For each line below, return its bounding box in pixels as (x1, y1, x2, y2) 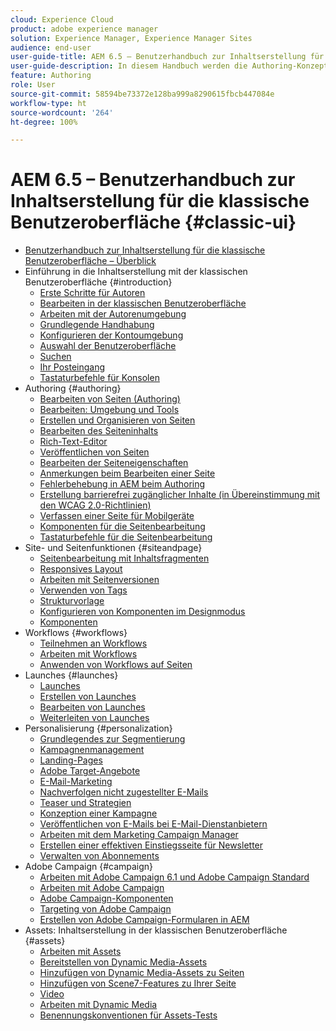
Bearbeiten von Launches (39, 701, 146, 713)
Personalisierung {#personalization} (24, 722, 173, 735)
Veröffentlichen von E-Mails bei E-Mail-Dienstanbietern (39, 818, 268, 830)
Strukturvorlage (39, 595, 105, 607)
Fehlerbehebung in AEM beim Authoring (39, 478, 206, 490)
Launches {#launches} (24, 669, 119, 681)
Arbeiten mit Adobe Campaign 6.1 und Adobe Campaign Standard (39, 871, 310, 883)
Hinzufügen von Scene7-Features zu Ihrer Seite (39, 977, 237, 990)
